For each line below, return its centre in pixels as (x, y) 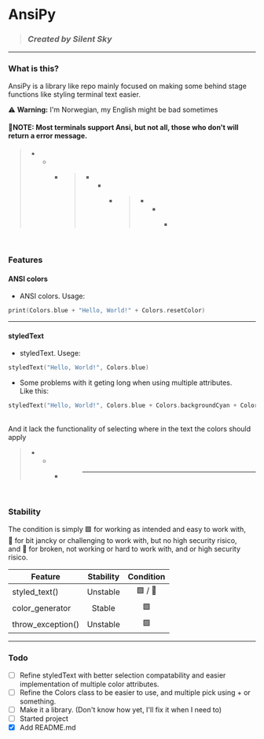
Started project (44, 719)
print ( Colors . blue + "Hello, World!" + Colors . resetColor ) (107, 311)
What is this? (33, 68)
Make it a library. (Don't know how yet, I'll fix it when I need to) (121, 709)
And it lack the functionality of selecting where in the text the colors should (130, 429)
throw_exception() (46, 624)
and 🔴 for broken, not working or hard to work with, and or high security (125, 549)
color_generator (42, 608)
